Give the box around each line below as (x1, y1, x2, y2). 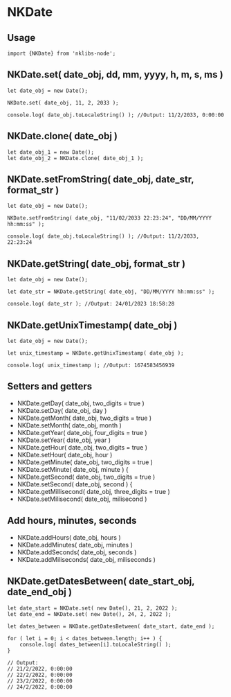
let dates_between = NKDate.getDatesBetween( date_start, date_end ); (7, 623, 215, 630)
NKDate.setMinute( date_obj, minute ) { (17, 465, 129, 473)
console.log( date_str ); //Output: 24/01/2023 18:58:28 (7, 301, 175, 308)
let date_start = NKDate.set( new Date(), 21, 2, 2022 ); (7, 604, 178, 612)
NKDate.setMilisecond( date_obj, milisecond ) (17, 495, 147, 503)
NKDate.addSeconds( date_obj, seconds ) (17, 548, 137, 556)
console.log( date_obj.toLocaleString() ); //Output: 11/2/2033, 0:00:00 (7, 112, 225, 118)
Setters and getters (7, 380, 93, 392)
